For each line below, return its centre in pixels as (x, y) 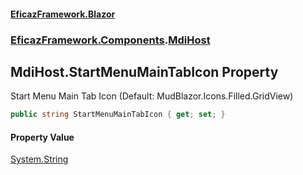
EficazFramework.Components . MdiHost (110, 40)
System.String (39, 159)
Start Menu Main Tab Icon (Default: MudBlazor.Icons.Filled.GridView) (152, 96)
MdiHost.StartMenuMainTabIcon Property (144, 71)
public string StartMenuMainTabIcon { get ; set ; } (118, 115)
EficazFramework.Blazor (63, 14)
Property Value (42, 137)
